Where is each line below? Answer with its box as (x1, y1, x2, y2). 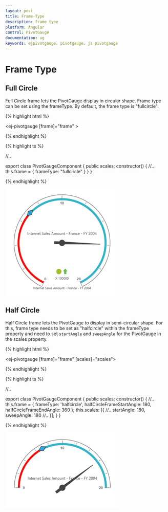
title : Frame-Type (5, 13, 45, 19)
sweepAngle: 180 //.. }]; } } (5, 412, 61, 418)
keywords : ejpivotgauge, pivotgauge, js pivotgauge (5, 41, 118, 46)
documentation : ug (5, 35, 45, 41)
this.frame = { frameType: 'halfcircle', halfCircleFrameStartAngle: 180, (5, 401, 152, 407)
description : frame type (5, 19, 58, 24)
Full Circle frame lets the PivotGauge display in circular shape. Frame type (5, 98, 161, 104)
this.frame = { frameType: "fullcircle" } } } (5, 168, 92, 174)
